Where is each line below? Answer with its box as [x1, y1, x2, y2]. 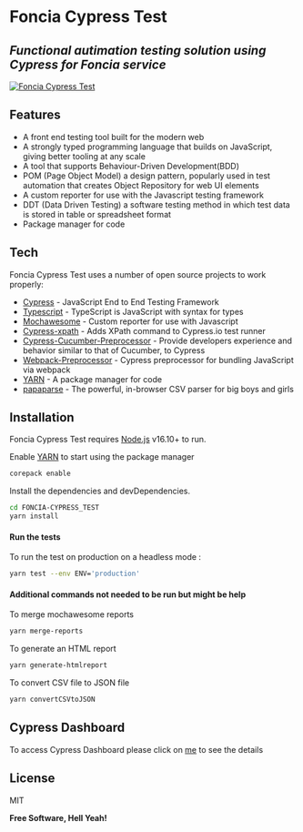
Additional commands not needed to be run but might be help [9, 589, 247, 600]
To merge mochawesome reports [9, 609, 135, 620]
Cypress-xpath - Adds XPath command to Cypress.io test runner [22, 325, 267, 336]
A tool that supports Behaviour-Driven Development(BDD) [22, 160, 239, 171]
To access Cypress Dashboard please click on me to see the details [9, 744, 264, 755]
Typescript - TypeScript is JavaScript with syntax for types [22, 306, 244, 317]
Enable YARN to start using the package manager [9, 452, 195, 462]
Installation [9, 410, 75, 425]
